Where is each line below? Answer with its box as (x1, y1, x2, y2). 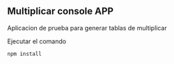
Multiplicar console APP (7, 6, 113, 17)
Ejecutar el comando (7, 37, 67, 45)
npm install (7, 50, 42, 57)
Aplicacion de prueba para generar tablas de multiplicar (7, 23, 167, 32)
